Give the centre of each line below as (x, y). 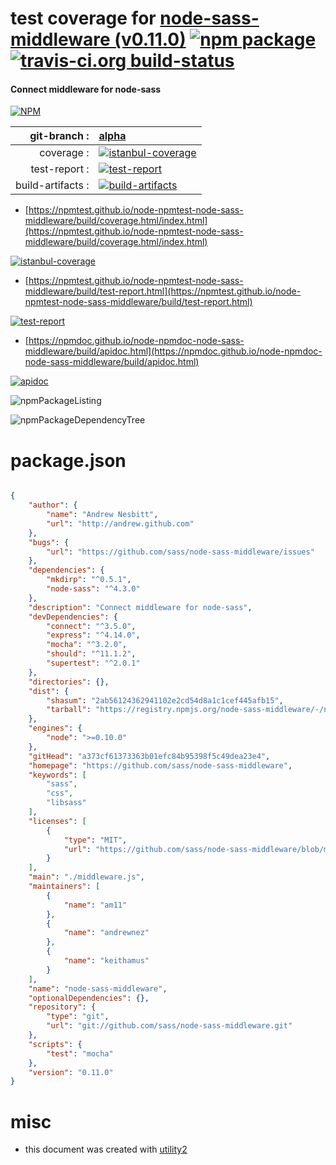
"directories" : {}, (69, 682)
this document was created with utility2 (106, 1149)
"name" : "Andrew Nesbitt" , (102, 515)
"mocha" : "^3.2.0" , (87, 645)
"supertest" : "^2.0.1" (93, 663)
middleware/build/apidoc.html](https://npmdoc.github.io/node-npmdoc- (173, 351)
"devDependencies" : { (73, 617)
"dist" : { (49, 691)
